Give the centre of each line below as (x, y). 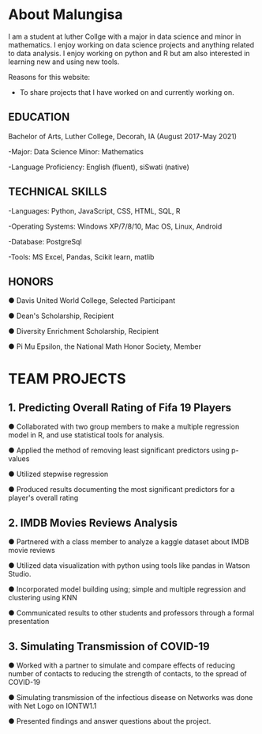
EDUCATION (39, 117)
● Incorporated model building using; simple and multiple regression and (127, 589)
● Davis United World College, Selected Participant (92, 301)
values (19, 459)
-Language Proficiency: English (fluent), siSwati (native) (99, 167)
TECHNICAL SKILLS (58, 192)
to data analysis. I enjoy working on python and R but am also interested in (129, 53)
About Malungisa (66, 15)
